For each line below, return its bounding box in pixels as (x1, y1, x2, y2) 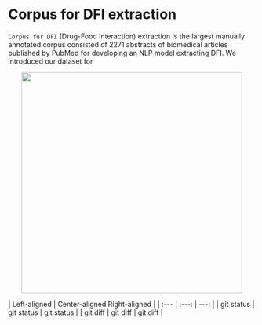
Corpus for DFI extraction (8, 5, 176, 24)
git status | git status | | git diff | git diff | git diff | (8, 308, 163, 317)
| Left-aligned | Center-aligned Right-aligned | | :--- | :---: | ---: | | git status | (8, 299, 255, 309)
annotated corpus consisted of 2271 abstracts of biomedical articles (8, 39, 228, 49)
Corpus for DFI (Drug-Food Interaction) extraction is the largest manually (8, 31, 246, 41)
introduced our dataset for (8, 57, 93, 66)
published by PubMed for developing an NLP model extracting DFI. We (8, 48, 237, 57)
